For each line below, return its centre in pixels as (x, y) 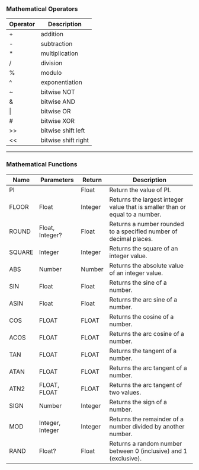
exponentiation (62, 82)
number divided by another (147, 426)
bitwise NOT (58, 92)
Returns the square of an (144, 248)
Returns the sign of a (138, 402)
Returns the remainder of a (147, 419)
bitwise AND (58, 101)
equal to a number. (135, 214)
